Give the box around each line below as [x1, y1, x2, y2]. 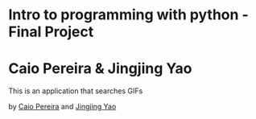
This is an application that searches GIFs [8, 86, 143, 96]
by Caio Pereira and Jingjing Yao [8, 102, 117, 112]
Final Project [8, 23, 94, 41]
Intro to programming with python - [8, 6, 250, 24]
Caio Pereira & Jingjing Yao [8, 59, 192, 78]
